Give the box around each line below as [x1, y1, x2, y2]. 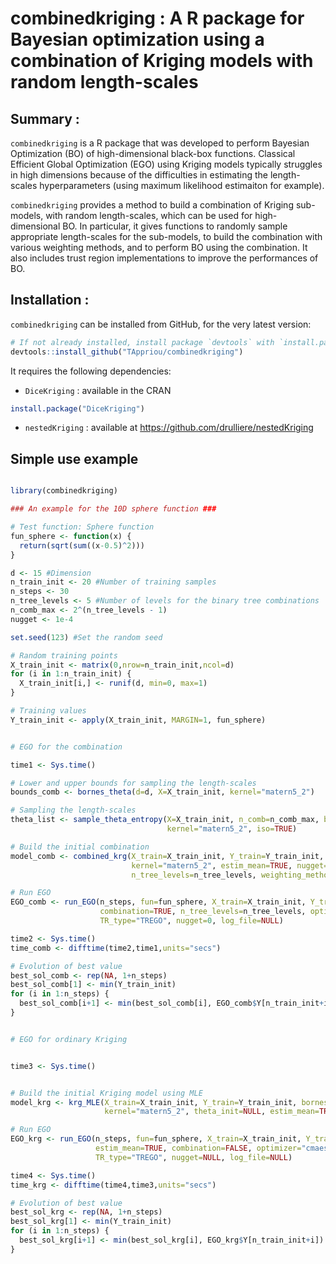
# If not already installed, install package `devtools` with [10, 337, 275, 347]
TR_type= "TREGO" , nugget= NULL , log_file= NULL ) [95, 1152, 293, 1162]
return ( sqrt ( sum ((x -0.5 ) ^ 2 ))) [19, 540, 145, 551]
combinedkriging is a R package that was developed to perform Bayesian [10, 137, 310, 149]
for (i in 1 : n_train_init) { [10, 669, 132, 679]
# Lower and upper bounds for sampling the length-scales [10, 778, 257, 788]
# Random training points [10, 650, 118, 661]
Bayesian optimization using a [10, 28, 265, 51]
